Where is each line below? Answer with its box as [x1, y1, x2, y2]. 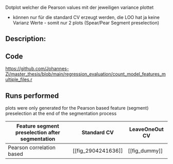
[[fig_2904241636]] [73, 147, 123, 154]
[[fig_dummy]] [128, 147, 163, 154]
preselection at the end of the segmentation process [5, 110, 117, 117]
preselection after [15, 129, 60, 136]
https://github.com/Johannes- [5, 66, 70, 72]
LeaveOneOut [129, 126, 164, 133]
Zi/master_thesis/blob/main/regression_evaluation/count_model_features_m [5, 71, 166, 77]
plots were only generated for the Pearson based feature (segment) [5, 105, 149, 111]
